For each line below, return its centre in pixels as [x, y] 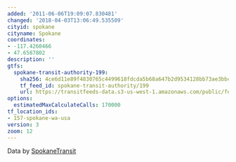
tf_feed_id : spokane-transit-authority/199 [85, 86]
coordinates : [26, 40]
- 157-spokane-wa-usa [39, 118]
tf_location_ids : [33, 112]
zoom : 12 [20, 131]
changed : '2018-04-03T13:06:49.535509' [66, 20]
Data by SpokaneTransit [42, 151]
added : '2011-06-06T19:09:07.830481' [63, 14]
